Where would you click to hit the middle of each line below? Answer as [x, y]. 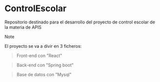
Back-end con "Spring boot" [45, 65]
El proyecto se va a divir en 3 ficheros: [43, 46]
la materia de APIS [23, 27]
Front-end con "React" [39, 55]
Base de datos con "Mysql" [44, 74]
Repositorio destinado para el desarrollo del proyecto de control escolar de [80, 22]
